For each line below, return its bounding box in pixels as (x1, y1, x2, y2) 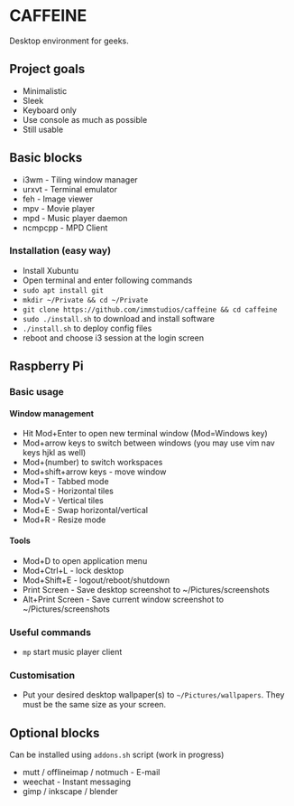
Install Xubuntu (22, 265, 79, 276)
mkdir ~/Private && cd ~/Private (22, 295, 149, 305)
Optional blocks (9, 725, 100, 741)
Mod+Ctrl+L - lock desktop (22, 565, 124, 576)
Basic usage (9, 386, 65, 398)
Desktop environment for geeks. (9, 35, 129, 46)
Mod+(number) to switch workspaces (22, 457, 163, 468)
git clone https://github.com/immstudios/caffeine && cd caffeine (22, 305, 278, 314)
